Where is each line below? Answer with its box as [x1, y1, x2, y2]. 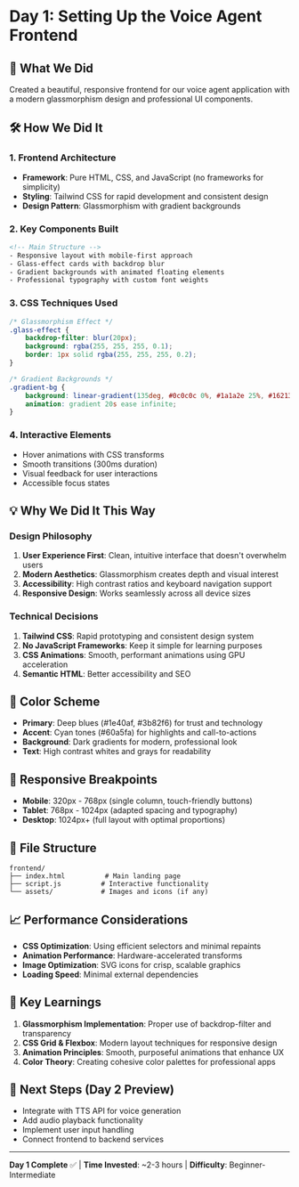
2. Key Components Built [9, 223, 118, 235]
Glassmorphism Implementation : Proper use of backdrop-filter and [21, 1018, 271, 1029]
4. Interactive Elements [9, 429, 111, 442]
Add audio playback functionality [21, 1115, 144, 1126]
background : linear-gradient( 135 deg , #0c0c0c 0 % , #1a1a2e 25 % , [25, 391, 265, 400]
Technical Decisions [9, 610, 99, 622]
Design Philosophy [9, 530, 93, 542]
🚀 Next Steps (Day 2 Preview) [9, 1082, 175, 1097]
